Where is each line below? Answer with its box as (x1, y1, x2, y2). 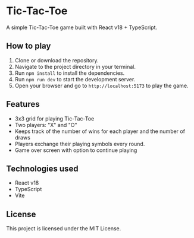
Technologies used (6, 163, 79, 173)
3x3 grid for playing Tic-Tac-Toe (14, 115, 95, 122)
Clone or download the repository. (14, 56, 99, 64)
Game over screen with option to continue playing (14, 147, 137, 154)
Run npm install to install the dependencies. (14, 69, 125, 77)
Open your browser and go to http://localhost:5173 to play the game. (14, 82, 189, 89)
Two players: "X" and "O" (14, 121, 77, 128)
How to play (6, 41, 51, 51)
